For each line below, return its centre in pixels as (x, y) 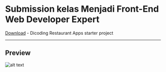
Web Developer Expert (52, 19)
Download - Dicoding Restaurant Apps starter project (59, 33)
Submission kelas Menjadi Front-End (82, 9)
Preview (18, 53)
